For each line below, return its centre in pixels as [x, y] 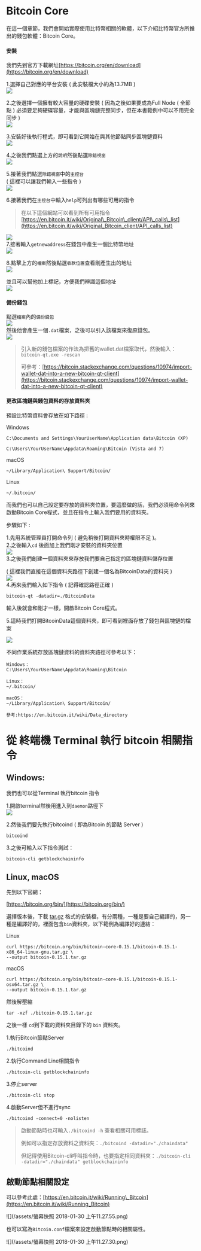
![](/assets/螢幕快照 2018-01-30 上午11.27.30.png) [67, 1242]
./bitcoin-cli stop [31, 1095]
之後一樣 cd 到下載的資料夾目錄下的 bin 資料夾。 [65, 1025]
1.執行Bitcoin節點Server [35, 1038]
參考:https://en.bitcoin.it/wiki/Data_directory [67, 715]
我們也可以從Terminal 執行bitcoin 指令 [53, 793]
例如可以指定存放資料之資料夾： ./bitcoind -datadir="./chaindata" [104, 1143]
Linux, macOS [33, 877]
